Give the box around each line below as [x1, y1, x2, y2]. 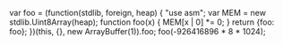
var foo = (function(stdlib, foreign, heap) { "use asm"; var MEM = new [9, 8, 267, 18]
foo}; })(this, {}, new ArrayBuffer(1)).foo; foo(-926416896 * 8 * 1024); [9, 26, 266, 36]
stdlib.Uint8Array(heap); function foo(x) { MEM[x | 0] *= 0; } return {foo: [9, 17, 275, 27]
